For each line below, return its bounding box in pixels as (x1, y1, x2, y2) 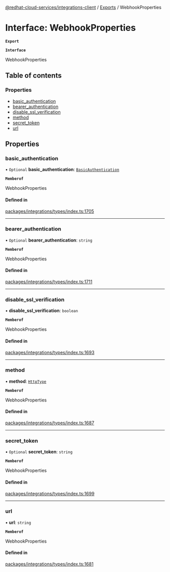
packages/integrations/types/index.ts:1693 (5, 349, 95, 355)
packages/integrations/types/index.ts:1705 (5, 208, 95, 214)
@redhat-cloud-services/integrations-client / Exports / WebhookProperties (5, 5, 162, 10)
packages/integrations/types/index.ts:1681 (5, 561, 94, 567)
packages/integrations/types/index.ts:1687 (5, 420, 95, 426)
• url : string (5, 519, 31, 525)
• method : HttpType (5, 378, 47, 384)
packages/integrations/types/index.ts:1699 (5, 490, 95, 496)
